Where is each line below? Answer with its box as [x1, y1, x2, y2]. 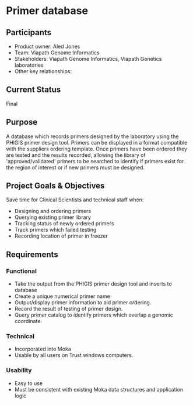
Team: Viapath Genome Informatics [14, 49, 100, 56]
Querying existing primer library [14, 214, 92, 221]
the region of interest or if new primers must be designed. [6, 164, 145, 171]
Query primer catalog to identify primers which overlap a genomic [14, 311, 173, 318]
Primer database [6, 4, 89, 18]
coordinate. [14, 318, 43, 325]
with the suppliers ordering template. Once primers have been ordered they [6, 145, 188, 152]
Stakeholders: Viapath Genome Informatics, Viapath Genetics [14, 56, 162, 62]
